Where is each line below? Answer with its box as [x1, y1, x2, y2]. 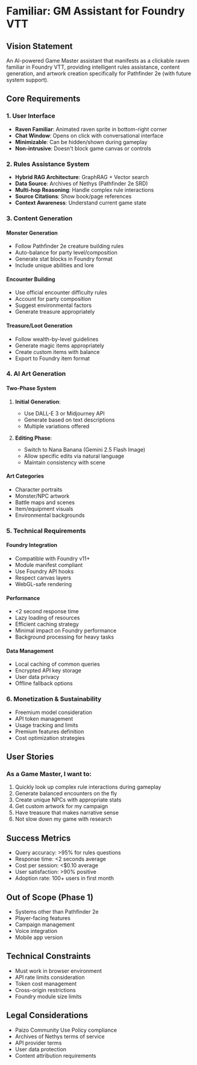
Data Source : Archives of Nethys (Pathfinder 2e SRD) [14, 180, 148, 187]
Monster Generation [6, 229, 58, 236]
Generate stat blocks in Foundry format [14, 255, 113, 263]
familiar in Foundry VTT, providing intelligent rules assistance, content [6, 63, 180, 71]
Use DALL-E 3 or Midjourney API [23, 409, 105, 417]
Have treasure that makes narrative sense [14, 809, 119, 817]
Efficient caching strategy [14, 621, 80, 628]
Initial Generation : [14, 398, 61, 405]
